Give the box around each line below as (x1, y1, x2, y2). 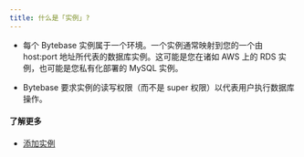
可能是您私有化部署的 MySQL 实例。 (47, 62, 183, 73)
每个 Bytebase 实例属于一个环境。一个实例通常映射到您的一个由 (22, 39, 263, 50)
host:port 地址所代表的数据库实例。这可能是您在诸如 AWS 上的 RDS (22, 51, 277, 62)
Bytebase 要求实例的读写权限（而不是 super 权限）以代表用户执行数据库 (22, 81, 295, 92)
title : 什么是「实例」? (9, 13, 90, 23)
